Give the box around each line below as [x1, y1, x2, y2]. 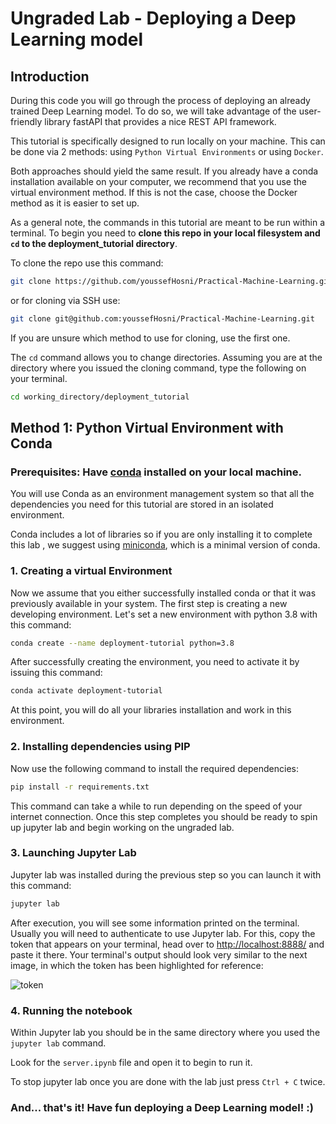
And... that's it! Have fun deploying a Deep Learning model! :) [10, 1100, 314, 1114]
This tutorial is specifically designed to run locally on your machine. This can [10, 135, 326, 147]
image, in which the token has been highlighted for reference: [10, 959, 264, 971]
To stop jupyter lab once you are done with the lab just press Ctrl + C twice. [10, 1076, 326, 1087]
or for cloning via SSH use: [10, 294, 121, 306]
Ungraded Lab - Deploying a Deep [10, 7, 297, 30]
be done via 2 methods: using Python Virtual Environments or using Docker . [10, 146, 324, 157]
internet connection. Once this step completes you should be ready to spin [10, 810, 318, 822]
